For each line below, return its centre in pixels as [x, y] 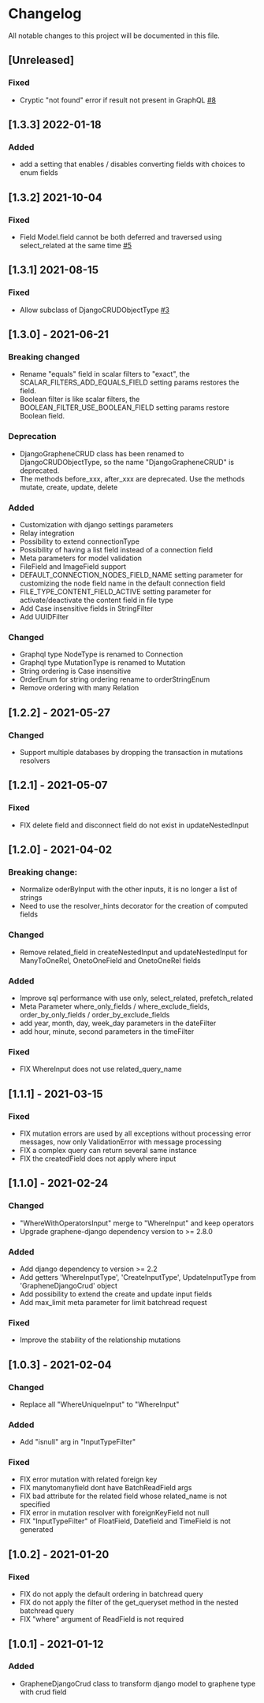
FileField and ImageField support [73, 566]
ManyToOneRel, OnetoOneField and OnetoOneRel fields [110, 960]
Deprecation [32, 437]
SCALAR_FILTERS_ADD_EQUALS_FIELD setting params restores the [129, 382]
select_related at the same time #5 [76, 245]
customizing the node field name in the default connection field [123, 583]
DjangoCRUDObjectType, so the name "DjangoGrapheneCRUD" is [127, 462]
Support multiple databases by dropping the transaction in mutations [131, 752]
